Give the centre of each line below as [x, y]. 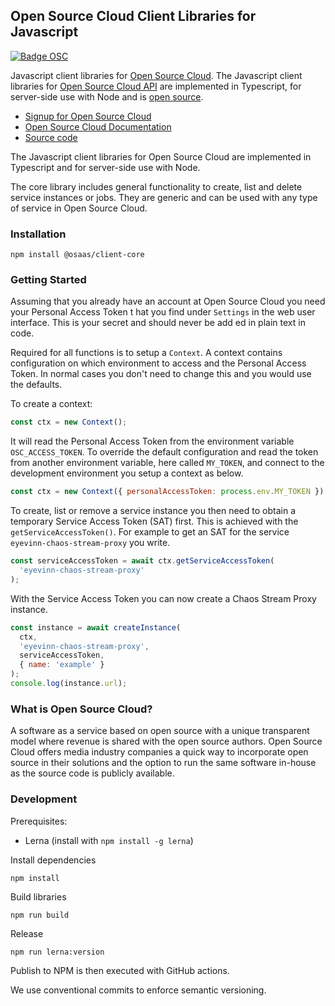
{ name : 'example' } [62, 665]
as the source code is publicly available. [92, 773]
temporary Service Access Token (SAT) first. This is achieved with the [154, 521]
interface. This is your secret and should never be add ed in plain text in [158, 323]
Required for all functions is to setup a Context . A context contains [146, 353]
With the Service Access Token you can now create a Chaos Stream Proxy [163, 598]
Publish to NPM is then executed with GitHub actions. [120, 970]
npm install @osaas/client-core [77, 255]
